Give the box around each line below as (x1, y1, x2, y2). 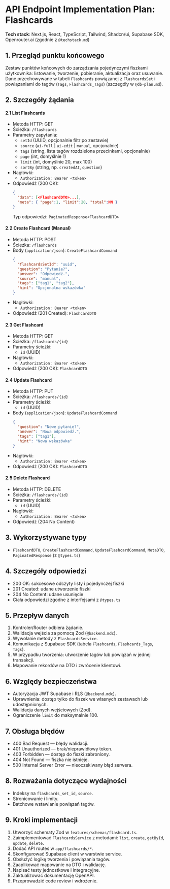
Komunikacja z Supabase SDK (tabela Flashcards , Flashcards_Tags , (12, 641, 154, 647)
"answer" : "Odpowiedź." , (17, 271, 70, 276)
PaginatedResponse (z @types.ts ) (12, 552, 80, 558)
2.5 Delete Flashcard (5, 475, 50, 481)
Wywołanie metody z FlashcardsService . (12, 636, 98, 642)
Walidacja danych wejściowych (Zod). (12, 707, 92, 713)
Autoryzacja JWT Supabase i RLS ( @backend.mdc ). (12, 690, 116, 697)
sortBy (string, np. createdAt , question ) (20, 164, 103, 171)
